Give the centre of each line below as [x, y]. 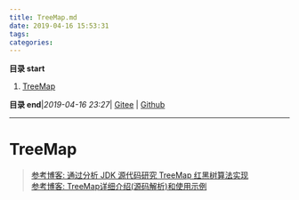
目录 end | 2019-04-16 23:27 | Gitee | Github [87, 105]
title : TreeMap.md [43, 17]
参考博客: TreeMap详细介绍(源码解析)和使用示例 [119, 187]
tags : [19, 34]
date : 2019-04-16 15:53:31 [59, 26]
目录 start [27, 68]
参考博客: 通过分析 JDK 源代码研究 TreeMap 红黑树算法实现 [140, 175]
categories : [31, 42]
